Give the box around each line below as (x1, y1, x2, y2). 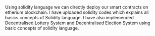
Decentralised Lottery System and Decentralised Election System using (5, 20, 151, 26)
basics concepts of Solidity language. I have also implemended (5, 15, 134, 20)
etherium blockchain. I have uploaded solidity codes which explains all (5, 9, 149, 15)
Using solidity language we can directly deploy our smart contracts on (5, 4, 149, 10)
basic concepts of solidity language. (5, 25, 79, 31)
